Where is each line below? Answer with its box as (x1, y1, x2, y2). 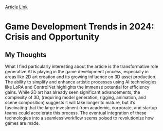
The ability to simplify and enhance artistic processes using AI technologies (5, 79, 157, 84)
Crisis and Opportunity (5, 32, 100, 43)
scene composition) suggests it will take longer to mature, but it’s (5, 99, 135, 105)
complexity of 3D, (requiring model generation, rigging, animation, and (5, 95, 146, 100)
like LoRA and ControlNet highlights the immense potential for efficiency (5, 84, 150, 90)
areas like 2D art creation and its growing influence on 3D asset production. (5, 74, 157, 80)
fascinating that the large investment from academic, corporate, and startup (5, 105, 157, 111)
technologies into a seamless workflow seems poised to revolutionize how (5, 115, 154, 121)
